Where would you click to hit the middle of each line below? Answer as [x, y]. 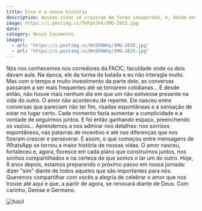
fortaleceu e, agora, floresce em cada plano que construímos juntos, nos [96, 151]
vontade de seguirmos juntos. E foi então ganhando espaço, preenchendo [98, 119]
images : [16, 40]
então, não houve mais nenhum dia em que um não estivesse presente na [98, 93]
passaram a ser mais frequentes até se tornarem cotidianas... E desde [93, 87]
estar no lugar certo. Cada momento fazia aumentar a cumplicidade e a [94, 113]
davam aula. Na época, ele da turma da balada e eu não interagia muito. [95, 74]
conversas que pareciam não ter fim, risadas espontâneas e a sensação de [99, 107]
